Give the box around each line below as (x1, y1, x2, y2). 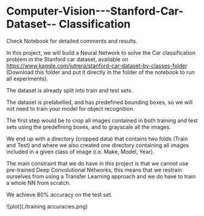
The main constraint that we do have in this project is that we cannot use (6, 159, 189, 167)
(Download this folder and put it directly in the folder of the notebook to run (6, 68, 195, 75)
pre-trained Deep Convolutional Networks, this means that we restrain (6, 166, 183, 173)
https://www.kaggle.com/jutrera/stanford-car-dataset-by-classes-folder (6, 62, 188, 69)
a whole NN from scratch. (6, 179, 71, 186)
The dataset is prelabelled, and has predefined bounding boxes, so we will (6, 99, 193, 106)
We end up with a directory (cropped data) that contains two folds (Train (6, 135, 188, 142)
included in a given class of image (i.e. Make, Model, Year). (6, 148, 155, 155)
